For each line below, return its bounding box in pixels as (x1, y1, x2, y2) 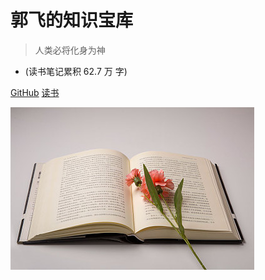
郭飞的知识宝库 (10, 9, 134, 32)
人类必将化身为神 (34, 44, 106, 56)
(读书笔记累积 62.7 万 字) (24, 65, 128, 77)
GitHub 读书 (10, 86, 60, 98)
